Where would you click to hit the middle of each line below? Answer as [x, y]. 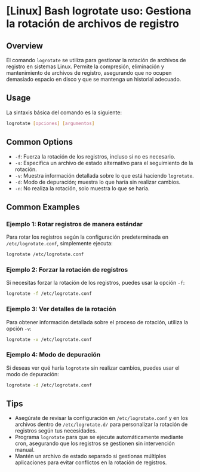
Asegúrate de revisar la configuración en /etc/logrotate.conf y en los [101, 418]
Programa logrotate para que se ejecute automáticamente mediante [99, 437]
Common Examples [43, 207]
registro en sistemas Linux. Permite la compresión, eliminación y [85, 66]
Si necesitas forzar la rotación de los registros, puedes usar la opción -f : [96, 283]
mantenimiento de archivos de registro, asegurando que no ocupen [89, 73]
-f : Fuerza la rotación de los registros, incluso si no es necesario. [95, 156]
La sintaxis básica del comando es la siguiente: [64, 112]
